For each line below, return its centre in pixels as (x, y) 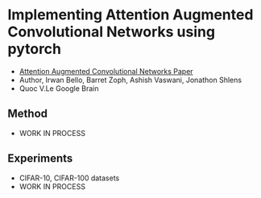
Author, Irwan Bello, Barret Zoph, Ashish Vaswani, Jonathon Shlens (130, 80)
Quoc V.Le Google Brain (59, 88)
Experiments (40, 159)
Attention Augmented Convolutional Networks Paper (106, 71)
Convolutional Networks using (111, 32)
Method (28, 114)
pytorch (35, 49)
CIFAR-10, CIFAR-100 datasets (69, 178)
